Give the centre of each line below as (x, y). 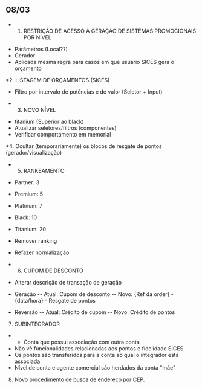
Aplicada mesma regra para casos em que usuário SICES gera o (94, 62)
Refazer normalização (42, 252)
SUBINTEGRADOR (37, 324)
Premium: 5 (29, 194)
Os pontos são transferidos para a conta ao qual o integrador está (96, 355)
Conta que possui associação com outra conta (81, 342)
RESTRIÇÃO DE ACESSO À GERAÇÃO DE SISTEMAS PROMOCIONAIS (110, 31)
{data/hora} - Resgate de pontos (55, 300)
